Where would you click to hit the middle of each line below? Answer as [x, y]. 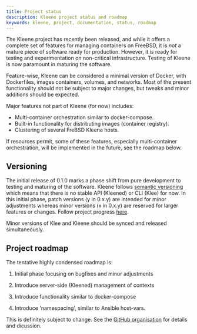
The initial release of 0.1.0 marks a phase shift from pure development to [94, 181]
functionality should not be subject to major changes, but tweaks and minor [98, 89]
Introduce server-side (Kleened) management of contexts [84, 285]
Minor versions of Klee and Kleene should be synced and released [87, 223]
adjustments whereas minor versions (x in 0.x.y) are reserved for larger [92, 206]
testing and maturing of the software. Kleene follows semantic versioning [95, 187]
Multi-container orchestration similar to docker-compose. [84, 117]
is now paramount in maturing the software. [59, 64]
